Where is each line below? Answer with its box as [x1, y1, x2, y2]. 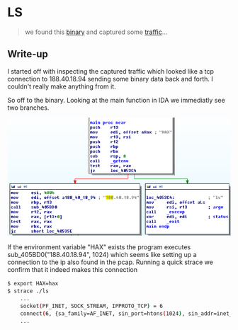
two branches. [7, 103, 50, 112]
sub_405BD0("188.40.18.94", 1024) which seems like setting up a [7, 251, 197, 259]
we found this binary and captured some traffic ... [24, 28, 168, 36]
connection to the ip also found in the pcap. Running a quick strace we [7, 258, 214, 266]
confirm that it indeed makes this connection [7, 266, 138, 274]
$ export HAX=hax [7, 280, 59, 288]
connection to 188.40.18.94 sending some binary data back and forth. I [7, 74, 214, 83]
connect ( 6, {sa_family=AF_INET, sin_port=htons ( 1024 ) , [20, 309, 186, 317]
